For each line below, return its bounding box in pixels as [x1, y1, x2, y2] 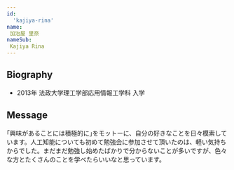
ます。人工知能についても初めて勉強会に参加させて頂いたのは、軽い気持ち [12, 138, 227, 146]
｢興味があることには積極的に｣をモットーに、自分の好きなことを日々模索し [6, 129, 221, 137]
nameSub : [6, 37, 32, 44]
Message [6, 110, 48, 122]
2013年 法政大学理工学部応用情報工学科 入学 [16, 89, 145, 97]
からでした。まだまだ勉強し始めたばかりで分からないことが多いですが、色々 [6, 146, 227, 155]
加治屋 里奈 [9, 30, 39, 37]
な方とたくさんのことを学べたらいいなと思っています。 [6, 155, 165, 164]
